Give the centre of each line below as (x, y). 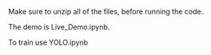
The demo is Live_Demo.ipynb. (59, 27)
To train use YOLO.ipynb (48, 42)
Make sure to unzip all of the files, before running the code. (106, 12)
